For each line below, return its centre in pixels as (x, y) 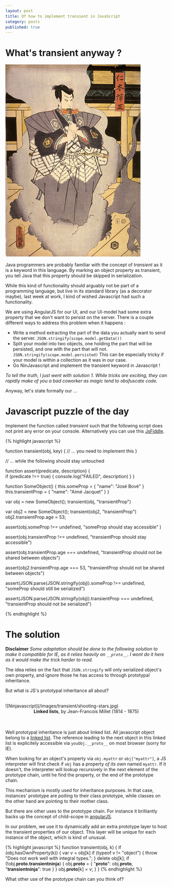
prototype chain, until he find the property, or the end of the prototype (80, 775)
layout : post (19, 11)
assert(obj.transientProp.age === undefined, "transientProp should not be (84, 553)
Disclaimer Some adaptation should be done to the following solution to (82, 649)
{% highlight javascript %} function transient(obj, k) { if (63, 847)
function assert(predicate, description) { (48, 471)
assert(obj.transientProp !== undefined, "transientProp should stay (76, 537)
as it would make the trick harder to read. (49, 660)
